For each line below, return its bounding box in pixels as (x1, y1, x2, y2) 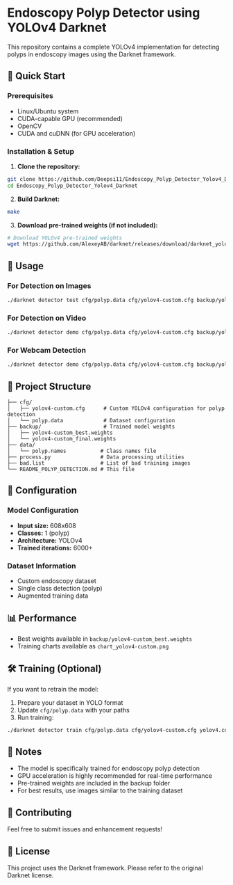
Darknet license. (7, 871, 54, 879)
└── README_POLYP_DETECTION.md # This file (7, 466, 135, 473)
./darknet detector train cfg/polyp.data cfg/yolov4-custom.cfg (7, 726, 197, 733)
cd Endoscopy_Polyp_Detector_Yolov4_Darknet (7, 182, 138, 189)
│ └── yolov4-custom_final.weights (7, 436, 116, 442)
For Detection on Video (7, 313, 87, 323)
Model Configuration (7, 506, 79, 516)
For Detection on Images (7, 280, 92, 290)
